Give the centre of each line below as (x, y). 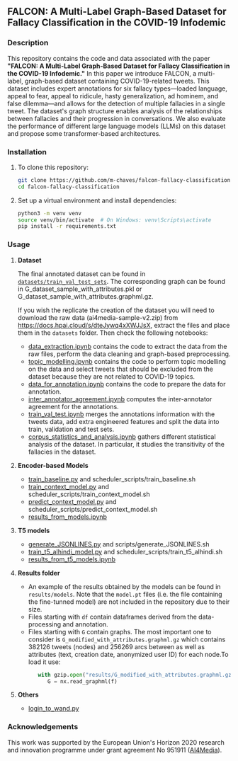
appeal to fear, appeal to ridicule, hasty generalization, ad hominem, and (113, 96)
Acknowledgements (43, 727)
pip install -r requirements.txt (67, 227)
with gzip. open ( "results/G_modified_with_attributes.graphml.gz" (136, 675)
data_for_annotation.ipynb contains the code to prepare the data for (127, 384)
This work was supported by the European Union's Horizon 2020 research (116, 742)
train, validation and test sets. (71, 429)
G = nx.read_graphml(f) (83, 681)
